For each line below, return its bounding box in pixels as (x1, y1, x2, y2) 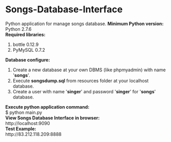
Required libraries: (5, 31, 46, 37)
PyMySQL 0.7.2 (12, 47, 45, 53)
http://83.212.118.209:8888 (5, 131, 62, 137)
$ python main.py (5, 109, 42, 115)
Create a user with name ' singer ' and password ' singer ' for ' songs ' (12, 88, 156, 94)
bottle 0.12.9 (12, 41, 39, 47)
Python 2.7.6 (5, 26, 32, 32)
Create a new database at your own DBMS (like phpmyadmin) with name (12, 67, 166, 73)
